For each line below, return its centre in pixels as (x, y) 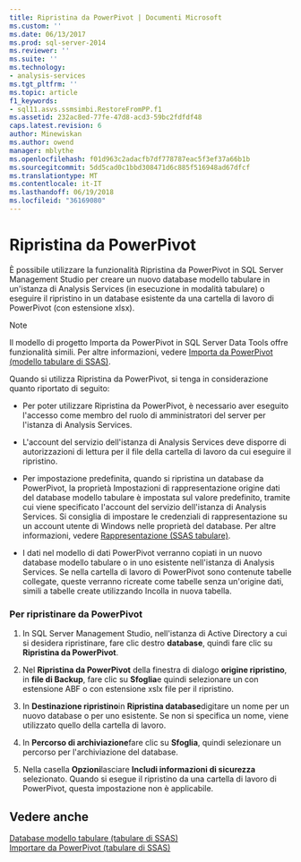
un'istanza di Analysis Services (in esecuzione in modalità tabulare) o (137, 288)
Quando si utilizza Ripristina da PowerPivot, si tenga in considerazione (139, 379)
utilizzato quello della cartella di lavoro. (94, 725)
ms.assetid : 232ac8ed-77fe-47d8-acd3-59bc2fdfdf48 (106, 117)
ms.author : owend (42, 142)
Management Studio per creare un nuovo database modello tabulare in (140, 279)
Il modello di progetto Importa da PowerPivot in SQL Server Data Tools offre (149, 342)
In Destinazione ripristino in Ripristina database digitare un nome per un (155, 706)
